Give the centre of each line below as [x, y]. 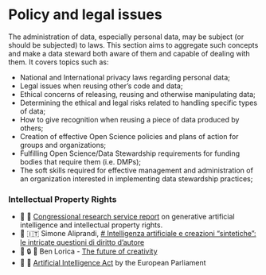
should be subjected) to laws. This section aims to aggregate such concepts [133, 45]
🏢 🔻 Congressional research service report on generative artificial [127, 217]
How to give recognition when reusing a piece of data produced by [129, 119]
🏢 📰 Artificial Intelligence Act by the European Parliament [113, 263]
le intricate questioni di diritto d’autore [82, 242]
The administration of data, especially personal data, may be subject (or [126, 37]
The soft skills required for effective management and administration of [136, 170]
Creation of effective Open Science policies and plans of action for [129, 136]
